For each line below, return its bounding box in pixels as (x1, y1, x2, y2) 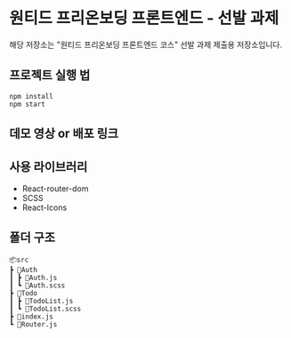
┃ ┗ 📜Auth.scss (9, 281, 66, 290)
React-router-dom (21, 183, 89, 194)
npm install (9, 92, 53, 101)
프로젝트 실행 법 (9, 68, 91, 83)
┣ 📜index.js (9, 312, 53, 321)
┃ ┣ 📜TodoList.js (9, 296, 74, 305)
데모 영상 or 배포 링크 (9, 126, 118, 141)
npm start (9, 100, 46, 109)
